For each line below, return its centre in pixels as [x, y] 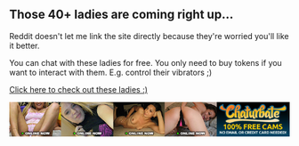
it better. [24, 45]
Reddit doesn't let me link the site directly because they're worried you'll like [149, 36]
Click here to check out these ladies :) [79, 89]
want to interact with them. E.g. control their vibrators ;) [111, 72]
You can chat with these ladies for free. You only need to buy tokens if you [145, 62]
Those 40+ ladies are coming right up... [121, 15]
